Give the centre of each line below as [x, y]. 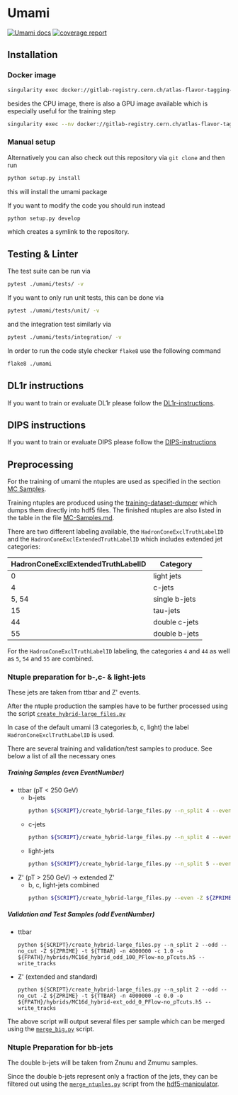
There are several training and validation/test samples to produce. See [110, 748]
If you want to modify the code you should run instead [86, 205]
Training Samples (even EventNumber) [66, 773]
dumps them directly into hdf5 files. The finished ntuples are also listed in [114, 510]
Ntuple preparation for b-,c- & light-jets [77, 677]
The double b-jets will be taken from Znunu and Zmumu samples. [103, 1063]
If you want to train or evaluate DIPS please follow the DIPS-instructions [112, 442]
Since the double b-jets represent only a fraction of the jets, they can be [113, 1077]
